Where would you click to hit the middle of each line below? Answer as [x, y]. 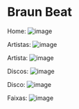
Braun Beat [40, 12]
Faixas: [17, 98]
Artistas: [19, 44]
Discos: [18, 71]
